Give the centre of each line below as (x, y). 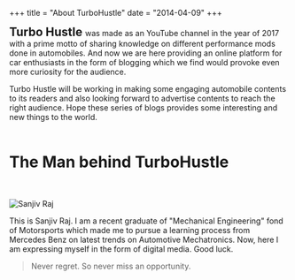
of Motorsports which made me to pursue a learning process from (130, 230)
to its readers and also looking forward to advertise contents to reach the (143, 98)
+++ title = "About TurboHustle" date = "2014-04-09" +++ (116, 13)
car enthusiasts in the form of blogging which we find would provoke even (145, 62)
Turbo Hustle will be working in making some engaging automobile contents (147, 89)
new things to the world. (53, 117)
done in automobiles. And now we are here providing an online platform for (146, 53)
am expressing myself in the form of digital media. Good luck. (121, 249)
